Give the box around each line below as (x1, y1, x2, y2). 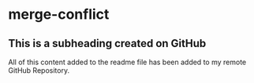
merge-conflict (8, 5, 110, 23)
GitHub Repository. (8, 66, 69, 75)
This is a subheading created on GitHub (8, 37, 207, 50)
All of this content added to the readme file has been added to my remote (8, 57, 247, 67)
